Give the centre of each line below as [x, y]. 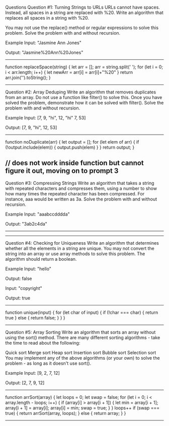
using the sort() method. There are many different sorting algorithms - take [83, 337]
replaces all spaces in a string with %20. [47, 18]
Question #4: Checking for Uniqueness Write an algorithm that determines [82, 243]
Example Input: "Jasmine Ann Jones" [44, 43]
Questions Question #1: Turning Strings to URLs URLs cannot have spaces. [82, 7]
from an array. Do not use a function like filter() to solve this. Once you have [84, 97]
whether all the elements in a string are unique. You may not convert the [80, 248]
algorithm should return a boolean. [41, 259]
